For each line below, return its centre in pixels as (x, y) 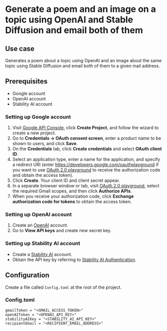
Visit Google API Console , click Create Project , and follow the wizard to (85, 128)
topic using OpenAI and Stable (69, 20)
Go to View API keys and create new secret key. (62, 231)
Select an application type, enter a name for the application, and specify (86, 160)
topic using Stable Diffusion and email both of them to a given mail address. (83, 66)
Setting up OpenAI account (39, 215)
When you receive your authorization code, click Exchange (73, 196)
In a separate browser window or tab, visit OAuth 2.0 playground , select (86, 186)
